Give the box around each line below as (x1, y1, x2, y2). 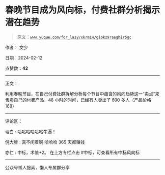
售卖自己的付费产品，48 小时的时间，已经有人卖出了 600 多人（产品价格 (5, 97, 151, 103)
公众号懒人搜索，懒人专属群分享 (5, 164, 70, 170)
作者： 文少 (5, 44, 28, 50)
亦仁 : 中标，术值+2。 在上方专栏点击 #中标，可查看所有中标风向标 (5, 149, 140, 155)
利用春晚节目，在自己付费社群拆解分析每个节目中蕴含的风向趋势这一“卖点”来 (5, 90, 160, 96)
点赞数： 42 (5, 65, 28, 71)
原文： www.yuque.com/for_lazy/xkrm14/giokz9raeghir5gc (17, 34, 132, 40)
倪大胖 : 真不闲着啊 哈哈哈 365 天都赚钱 (5, 139, 85, 145)
